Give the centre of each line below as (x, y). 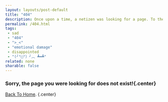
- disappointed (23, 52)
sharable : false (22, 66)
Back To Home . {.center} (31, 94)
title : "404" (19, 15)
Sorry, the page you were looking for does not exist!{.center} (81, 83)
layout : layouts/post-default (37, 10)
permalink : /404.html (28, 24)
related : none (20, 61)
